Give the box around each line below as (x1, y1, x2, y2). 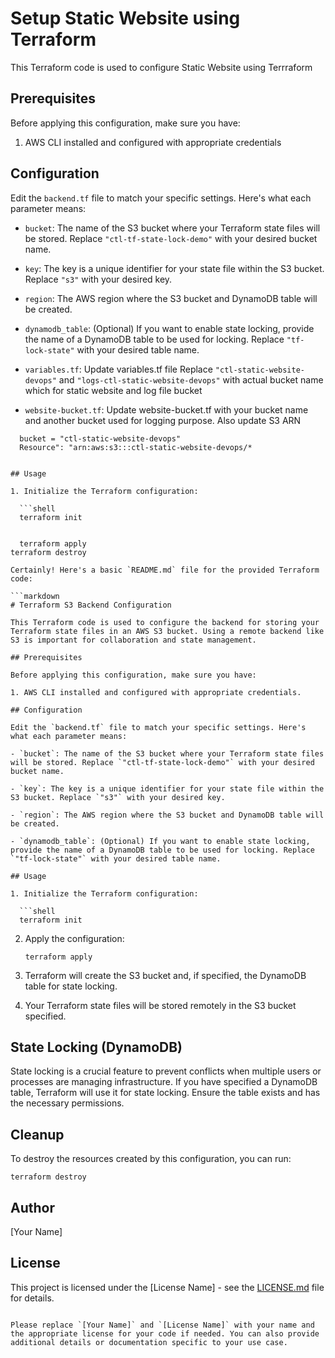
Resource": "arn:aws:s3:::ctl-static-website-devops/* (19, 442, 253, 452)
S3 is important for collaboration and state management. (10, 635, 257, 645)
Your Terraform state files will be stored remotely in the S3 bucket (24, 999, 297, 1011)
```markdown (10, 591, 60, 601)
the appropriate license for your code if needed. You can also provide (10, 1328, 320, 1339)
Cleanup (10, 1126, 65, 1143)
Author (10, 1199, 55, 1216)
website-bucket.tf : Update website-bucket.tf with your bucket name (24, 403, 309, 416)
